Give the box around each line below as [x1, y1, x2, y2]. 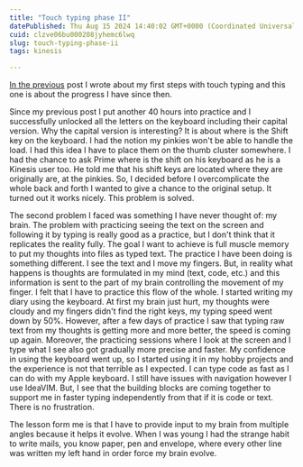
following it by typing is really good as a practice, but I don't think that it [9, 229, 275, 240]
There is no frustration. [9, 402, 95, 413]
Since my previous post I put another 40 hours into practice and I [9, 106, 252, 117]
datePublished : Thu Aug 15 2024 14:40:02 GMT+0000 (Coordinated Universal [9, 22, 297, 31]
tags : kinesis [9, 47, 63, 56]
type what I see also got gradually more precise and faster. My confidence [9, 344, 286, 355]
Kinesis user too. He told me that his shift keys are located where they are [9, 164, 283, 175]
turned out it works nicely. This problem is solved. [9, 193, 195, 204]
